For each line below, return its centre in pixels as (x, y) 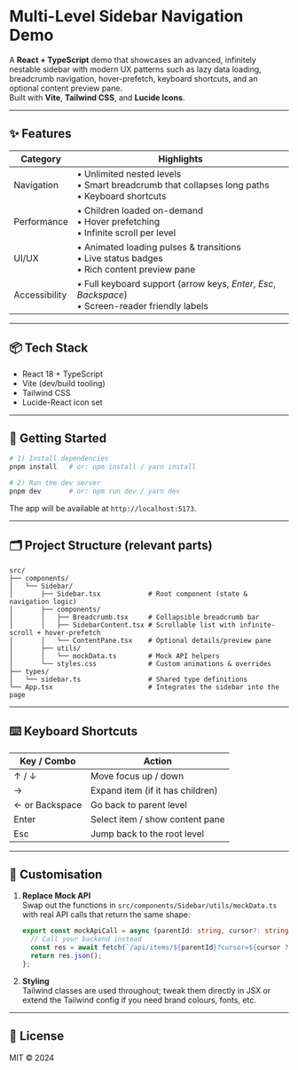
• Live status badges (120, 258)
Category (41, 159)
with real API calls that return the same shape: (106, 915)
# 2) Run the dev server (55, 483)
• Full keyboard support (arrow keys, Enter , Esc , (176, 283)
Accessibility (40, 295)
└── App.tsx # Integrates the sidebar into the (144, 687)
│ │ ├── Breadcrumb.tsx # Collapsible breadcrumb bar (134, 617)
